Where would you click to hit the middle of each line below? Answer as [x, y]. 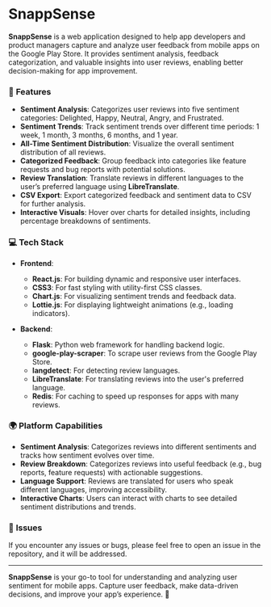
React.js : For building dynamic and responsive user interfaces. [136, 279]
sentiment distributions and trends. [78, 507]
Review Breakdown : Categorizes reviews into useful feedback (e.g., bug [141, 464]
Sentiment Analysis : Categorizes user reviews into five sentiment [129, 109]
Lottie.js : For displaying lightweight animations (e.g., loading [133, 305]
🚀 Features [30, 91]
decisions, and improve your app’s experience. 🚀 [89, 594]
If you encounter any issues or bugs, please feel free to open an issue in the [135, 546]
